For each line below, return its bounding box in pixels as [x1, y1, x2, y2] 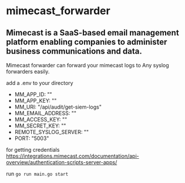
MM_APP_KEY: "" [14, 97, 57, 104]
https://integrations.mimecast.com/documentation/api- [6, 152, 139, 159]
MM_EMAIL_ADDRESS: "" [14, 110, 76, 116]
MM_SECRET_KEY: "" [14, 122, 66, 129]
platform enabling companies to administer [6, 37, 167, 47]
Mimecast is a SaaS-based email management [6, 28, 179, 38]
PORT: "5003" [14, 135, 49, 142]
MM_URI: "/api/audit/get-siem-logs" [14, 103, 102, 110]
